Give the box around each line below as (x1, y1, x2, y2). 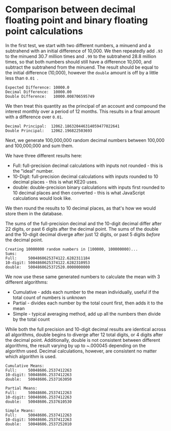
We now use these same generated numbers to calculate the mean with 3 (5, 273, 160, 280)
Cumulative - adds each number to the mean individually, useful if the (12, 289, 159, 295)
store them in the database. (5, 210, 63, 216)
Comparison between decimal (5, 4, 136, 15)
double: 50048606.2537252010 (5, 421, 72, 426)
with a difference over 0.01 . (5, 114, 63, 120)
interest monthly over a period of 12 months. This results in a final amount (5, 108, 160, 114)
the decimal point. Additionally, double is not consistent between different (5, 337, 160, 343)
